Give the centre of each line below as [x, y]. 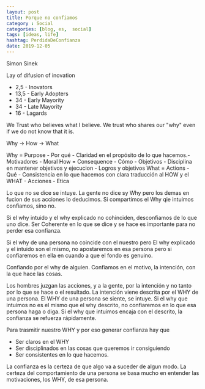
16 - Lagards [31, 113]
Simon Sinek [22, 63]
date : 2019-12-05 [28, 46]
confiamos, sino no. [31, 206]
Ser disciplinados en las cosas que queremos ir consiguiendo [92, 348]
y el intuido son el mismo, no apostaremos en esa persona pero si [89, 249]
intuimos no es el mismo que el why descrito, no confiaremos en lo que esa [101, 305]
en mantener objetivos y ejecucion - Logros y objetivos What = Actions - [98, 168]
